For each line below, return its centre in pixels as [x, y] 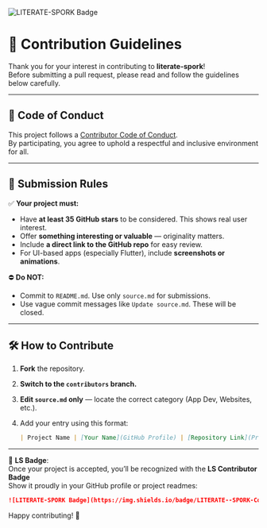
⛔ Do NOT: [26, 277]
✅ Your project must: [44, 203]
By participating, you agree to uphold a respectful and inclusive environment [133, 143]
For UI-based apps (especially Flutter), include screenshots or [122, 252]
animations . [40, 261]
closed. [32, 312]
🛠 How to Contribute [61, 345]
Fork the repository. [52, 368]
